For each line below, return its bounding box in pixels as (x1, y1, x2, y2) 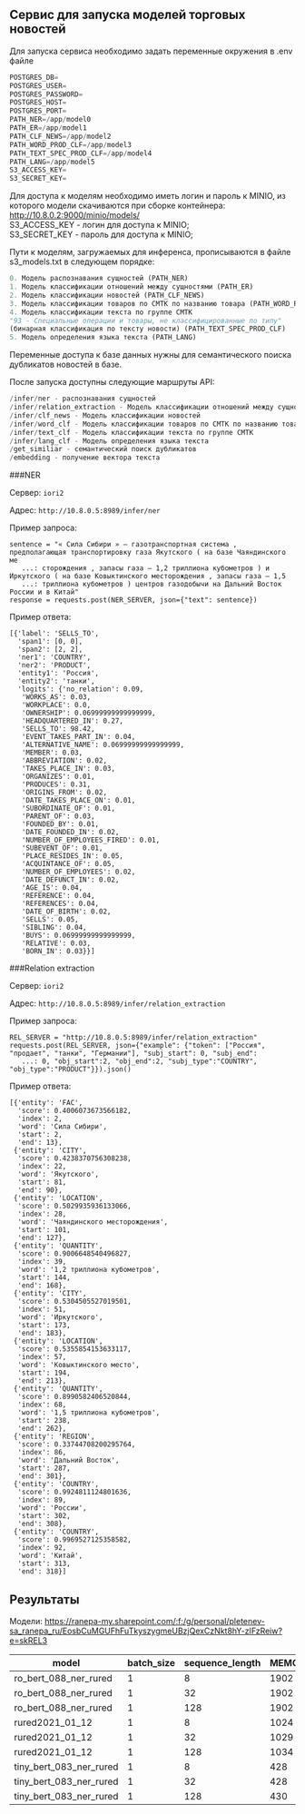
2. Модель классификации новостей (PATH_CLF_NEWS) (9, 291, 205, 300)
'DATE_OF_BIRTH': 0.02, (21, 907, 112, 916)
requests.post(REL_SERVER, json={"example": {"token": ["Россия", (9, 1041, 266, 1050)
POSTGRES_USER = (9, 81, 67, 90)
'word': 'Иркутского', (17, 1313, 103, 1322)
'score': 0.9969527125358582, (17, 1535, 132, 1544)
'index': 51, (17, 1305, 67, 1315)
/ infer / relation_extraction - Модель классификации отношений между (9, 403, 274, 412)
